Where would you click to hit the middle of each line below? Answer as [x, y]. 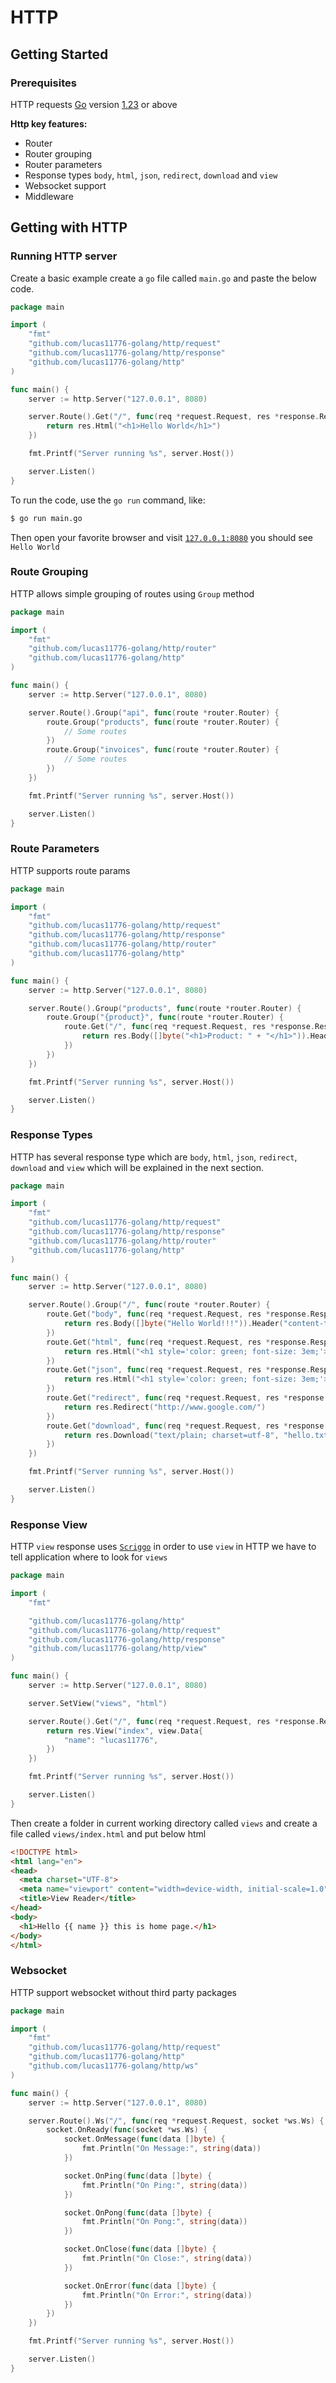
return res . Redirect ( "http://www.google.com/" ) [165, 1407]
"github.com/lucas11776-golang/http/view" [118, 1649]
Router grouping [58, 153]
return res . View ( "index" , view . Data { [124, 1731]
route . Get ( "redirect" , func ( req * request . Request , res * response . [187, 1398]
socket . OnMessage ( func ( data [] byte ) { [144, 2139]
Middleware [49, 196]
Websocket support [65, 185]
